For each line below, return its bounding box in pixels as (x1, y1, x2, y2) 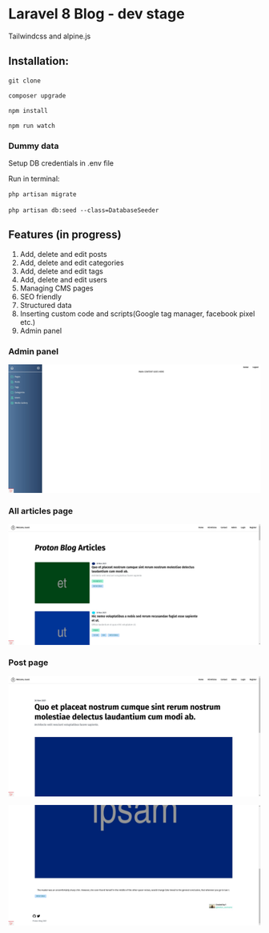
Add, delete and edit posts (19, 249, 107, 258)
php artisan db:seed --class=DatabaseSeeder (8, 206, 159, 214)
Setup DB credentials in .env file (8, 158, 114, 168)
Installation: (8, 54, 70, 68)
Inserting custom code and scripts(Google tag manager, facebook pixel (19, 309, 255, 318)
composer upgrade (8, 91, 66, 100)
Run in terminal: (8, 174, 60, 184)
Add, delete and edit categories (19, 258, 124, 267)
